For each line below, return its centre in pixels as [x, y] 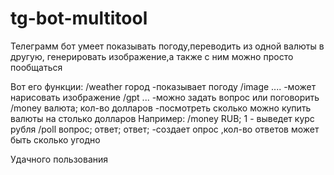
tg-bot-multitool [79, 18]
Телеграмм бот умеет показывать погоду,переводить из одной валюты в [167, 46]
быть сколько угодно [55, 139]
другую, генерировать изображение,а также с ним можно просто [152, 56]
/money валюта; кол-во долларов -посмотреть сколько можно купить [161, 108]
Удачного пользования [59, 159]
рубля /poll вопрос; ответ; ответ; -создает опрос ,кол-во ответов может [165, 129]
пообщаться [36, 67]
